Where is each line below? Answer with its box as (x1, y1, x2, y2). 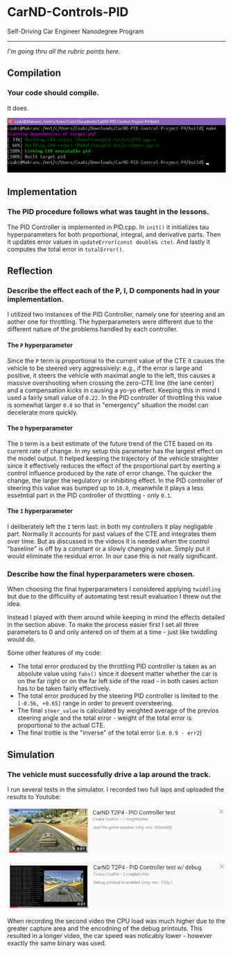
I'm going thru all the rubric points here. (7, 47, 121, 56)
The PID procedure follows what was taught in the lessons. (7, 207, 209, 217)
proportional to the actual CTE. (17, 721, 105, 730)
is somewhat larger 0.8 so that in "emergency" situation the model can (7, 401, 209, 409)
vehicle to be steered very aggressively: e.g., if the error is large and (7, 364, 202, 372)
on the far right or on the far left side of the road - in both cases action (17, 677, 218, 685)
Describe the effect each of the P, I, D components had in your (7, 285, 221, 295)
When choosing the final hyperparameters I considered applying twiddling (7, 585, 221, 594)
